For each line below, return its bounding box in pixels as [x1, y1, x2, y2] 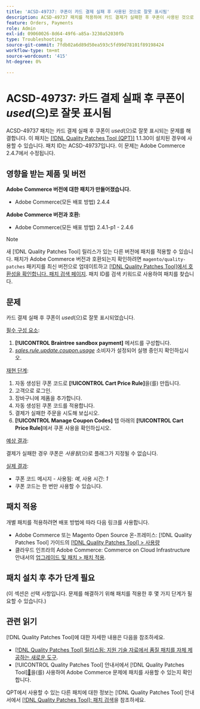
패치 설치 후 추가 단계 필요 [6, 573, 96, 583]
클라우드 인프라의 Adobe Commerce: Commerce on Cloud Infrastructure [14, 546, 190, 553]
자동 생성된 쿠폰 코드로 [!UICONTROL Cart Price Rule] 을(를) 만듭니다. [14, 380, 181, 387]
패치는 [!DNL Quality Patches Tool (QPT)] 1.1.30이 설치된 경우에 [35, 135, 186, 142]
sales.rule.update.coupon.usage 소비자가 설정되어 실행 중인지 [14, 347, 164, 354]
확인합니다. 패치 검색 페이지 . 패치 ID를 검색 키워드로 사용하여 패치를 [21, 270, 179, 278]
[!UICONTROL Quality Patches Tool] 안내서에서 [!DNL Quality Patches [14, 661, 184, 668]
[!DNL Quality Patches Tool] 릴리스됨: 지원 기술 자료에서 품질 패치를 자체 [14, 646, 187, 653]
